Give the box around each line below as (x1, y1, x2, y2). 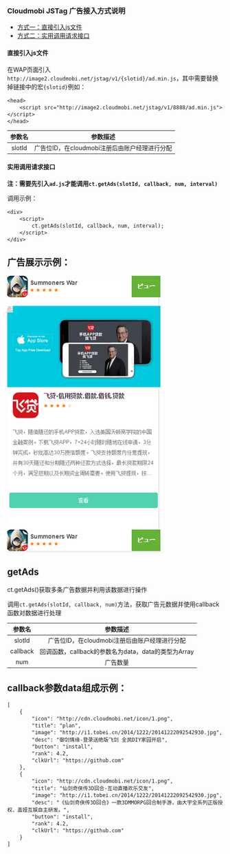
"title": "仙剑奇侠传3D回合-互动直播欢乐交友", (32, 785, 155, 792)
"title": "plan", (32, 723, 81, 729)
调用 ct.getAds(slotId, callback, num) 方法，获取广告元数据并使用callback (7, 600, 220, 608)
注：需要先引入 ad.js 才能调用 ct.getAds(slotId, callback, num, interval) (7, 179, 218, 187)
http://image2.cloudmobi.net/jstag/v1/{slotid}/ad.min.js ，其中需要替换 (7, 74, 218, 82)
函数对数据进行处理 (7, 608, 62, 617)
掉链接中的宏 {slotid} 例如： (7, 83, 87, 91)
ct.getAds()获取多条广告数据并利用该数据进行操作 (7, 585, 148, 593)
